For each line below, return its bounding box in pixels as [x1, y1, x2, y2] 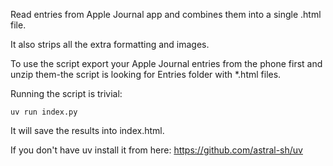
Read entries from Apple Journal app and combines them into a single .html [10, 9, 322, 20]
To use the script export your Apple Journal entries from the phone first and [10, 58, 323, 69]
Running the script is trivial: [10, 88, 123, 99]
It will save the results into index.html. [10, 125, 165, 136]
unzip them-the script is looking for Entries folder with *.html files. [10, 69, 282, 80]
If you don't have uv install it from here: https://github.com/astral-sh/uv [10, 144, 303, 156]
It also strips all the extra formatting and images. [10, 39, 210, 50]
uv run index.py [10, 107, 78, 117]
